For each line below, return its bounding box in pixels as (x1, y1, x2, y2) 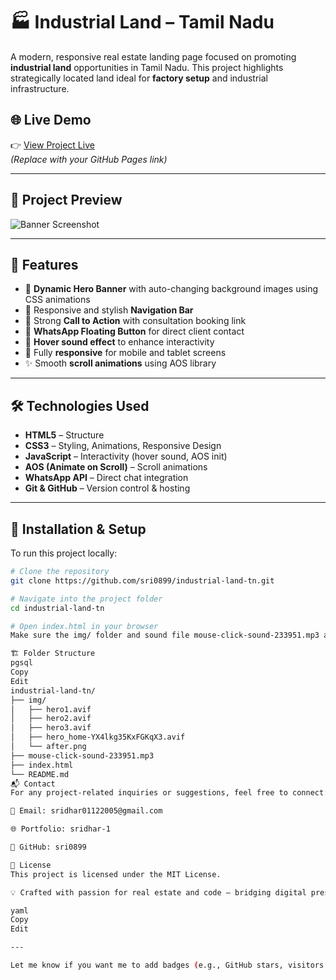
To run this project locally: (10, 547, 118, 559)
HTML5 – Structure (24, 429, 105, 441)
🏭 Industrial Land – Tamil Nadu (10, 11, 275, 34)
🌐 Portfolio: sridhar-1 (10, 824, 111, 834)
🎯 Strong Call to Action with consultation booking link (24, 315, 247, 327)
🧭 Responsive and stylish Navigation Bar (24, 304, 194, 316)
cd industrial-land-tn (10, 603, 105, 613)
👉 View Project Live (10, 139, 95, 151)
